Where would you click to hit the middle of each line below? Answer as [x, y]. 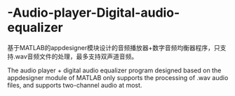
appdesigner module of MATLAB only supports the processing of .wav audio [118, 77]
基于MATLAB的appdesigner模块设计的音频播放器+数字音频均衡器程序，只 [114, 47]
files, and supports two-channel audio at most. [75, 85]
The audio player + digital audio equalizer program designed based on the [114, 70]
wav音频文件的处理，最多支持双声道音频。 [76, 56]
